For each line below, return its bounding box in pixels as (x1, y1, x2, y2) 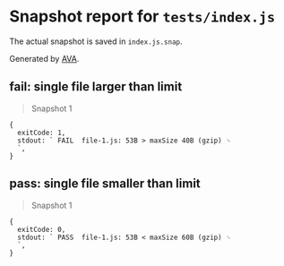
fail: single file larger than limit (9, 79, 183, 95)
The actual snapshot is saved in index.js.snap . (9, 36, 183, 47)
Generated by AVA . (9, 53, 80, 64)
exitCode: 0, (17, 225, 66, 234)
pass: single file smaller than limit (9, 176, 202, 192)
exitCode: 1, (17, 128, 66, 137)
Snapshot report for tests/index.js (9, 6, 276, 27)
